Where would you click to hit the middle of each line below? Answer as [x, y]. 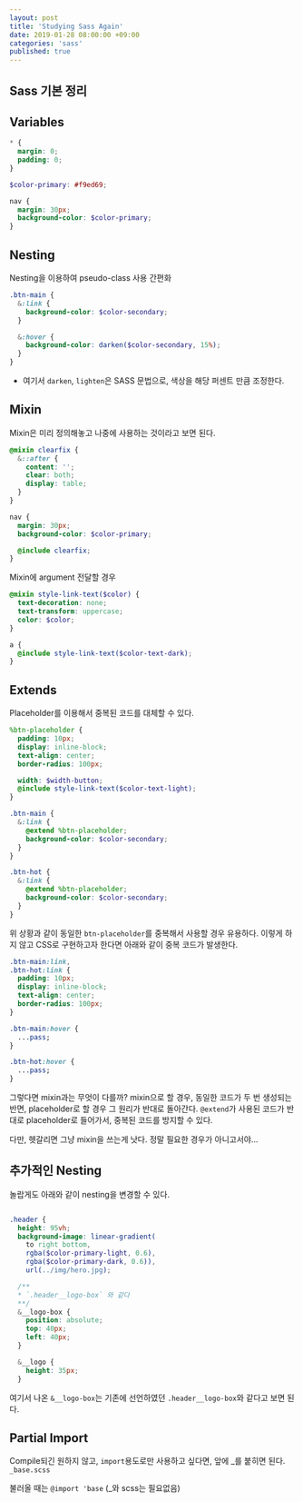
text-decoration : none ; [62, 603]
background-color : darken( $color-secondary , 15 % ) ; [123, 345]
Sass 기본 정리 [49, 90]
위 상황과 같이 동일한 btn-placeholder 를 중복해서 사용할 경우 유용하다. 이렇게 [146, 933]
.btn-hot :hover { [42, 1062]
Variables [37, 122]
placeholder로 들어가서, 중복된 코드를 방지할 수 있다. [119, 1120]
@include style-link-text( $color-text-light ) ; [107, 789]
